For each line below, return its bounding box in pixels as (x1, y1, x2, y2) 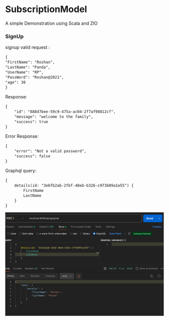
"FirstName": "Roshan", (5, 60, 55, 65)
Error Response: (5, 133, 39, 139)
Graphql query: (5, 168, 37, 174)
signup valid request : (5, 44, 50, 50)
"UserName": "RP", (5, 70, 44, 75)
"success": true (14, 120, 49, 125)
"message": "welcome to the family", (14, 115, 94, 120)
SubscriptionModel (5, 4, 87, 15)
